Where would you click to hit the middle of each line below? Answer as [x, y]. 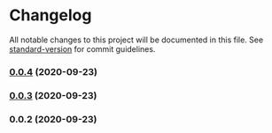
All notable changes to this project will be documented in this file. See [136, 40]
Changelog [51, 15]
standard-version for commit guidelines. [82, 48]
